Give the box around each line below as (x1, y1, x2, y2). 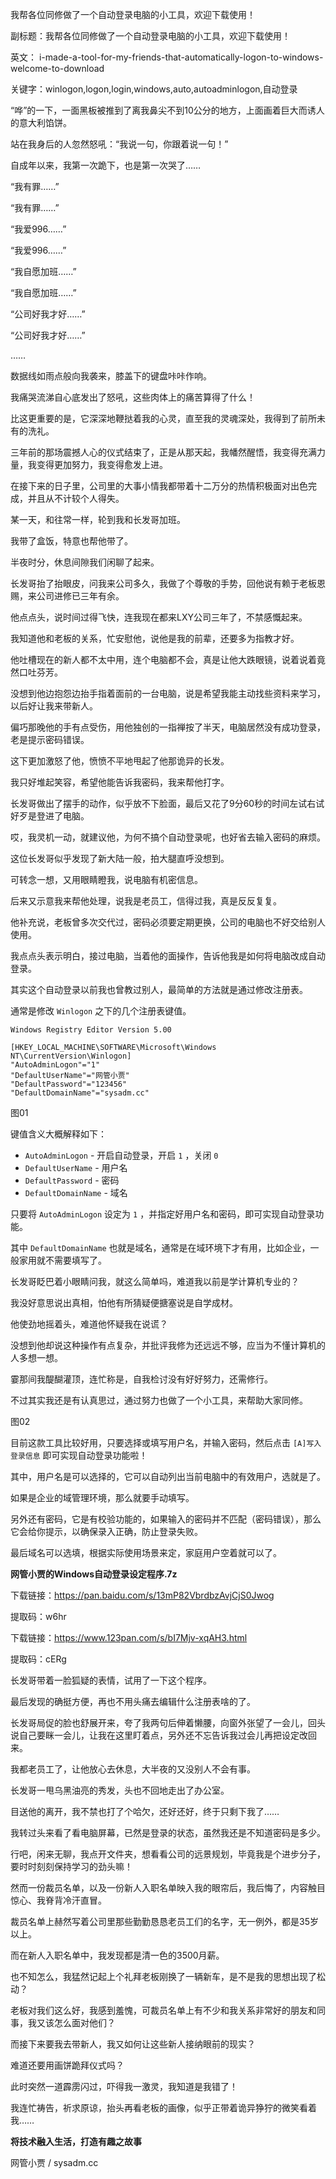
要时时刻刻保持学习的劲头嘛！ (10, 1861, 133, 1872)
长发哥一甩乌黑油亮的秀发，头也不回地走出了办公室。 (10, 1784, 230, 1796)
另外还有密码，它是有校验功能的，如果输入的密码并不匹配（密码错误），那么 (10, 1513, 322, 1525)
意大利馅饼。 (18, 117, 72, 128)
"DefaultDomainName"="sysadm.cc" (10, 1088, 150, 1098)
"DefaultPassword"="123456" (10, 1079, 128, 1089)
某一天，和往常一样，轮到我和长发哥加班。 (10, 514, 186, 525)
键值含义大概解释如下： (10, 1128, 107, 1140)
